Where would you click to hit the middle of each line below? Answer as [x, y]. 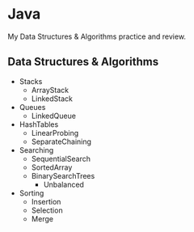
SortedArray [52, 167]
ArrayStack [50, 90]
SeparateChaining [61, 141]
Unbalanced [63, 184]
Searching [36, 150]
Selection [47, 210]
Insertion [46, 201]
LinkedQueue [53, 116]
